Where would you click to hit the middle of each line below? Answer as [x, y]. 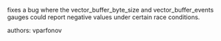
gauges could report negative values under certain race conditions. [104, 17]
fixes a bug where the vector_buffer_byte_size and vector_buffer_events [110, 10]
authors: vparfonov [35, 30]
